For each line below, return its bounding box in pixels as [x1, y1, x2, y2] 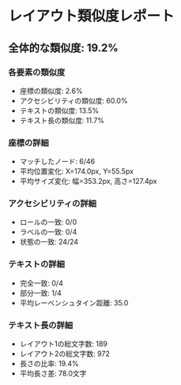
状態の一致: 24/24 [19, 237, 79, 247]
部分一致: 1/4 [19, 288, 62, 297]
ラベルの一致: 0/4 [19, 227, 77, 237]
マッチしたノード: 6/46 [19, 157, 96, 166]
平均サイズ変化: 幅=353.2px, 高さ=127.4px [19, 177, 157, 186]
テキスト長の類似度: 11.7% [19, 115, 105, 125]
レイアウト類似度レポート [8, 7, 175, 25]
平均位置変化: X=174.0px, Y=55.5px [19, 166, 134, 176]
